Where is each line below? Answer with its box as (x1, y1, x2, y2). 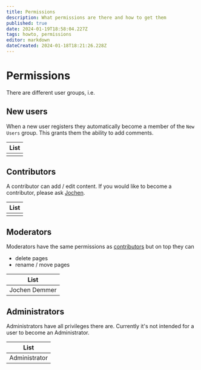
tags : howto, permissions (6, 32, 71, 38)
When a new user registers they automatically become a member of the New (6, 123, 195, 130)
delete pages (15, 255, 48, 262)
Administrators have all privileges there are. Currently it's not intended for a (6, 323, 194, 330)
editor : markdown (6, 37, 50, 43)
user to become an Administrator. (6, 329, 90, 337)
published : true (6, 20, 47, 26)
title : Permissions (6, 8, 56, 15)
